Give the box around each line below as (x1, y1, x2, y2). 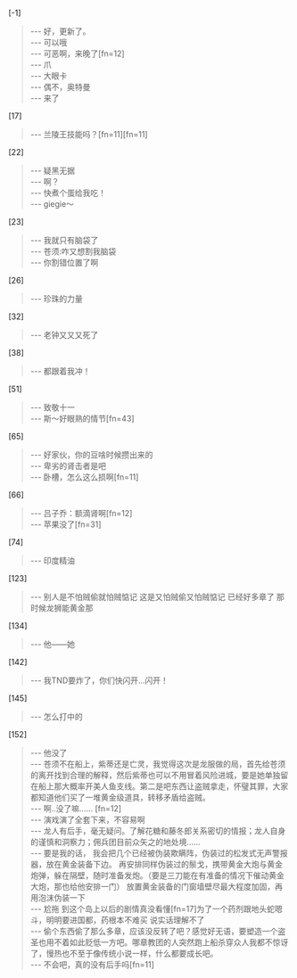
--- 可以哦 (29, 37, 68, 47)
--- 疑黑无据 (29, 165, 76, 176)
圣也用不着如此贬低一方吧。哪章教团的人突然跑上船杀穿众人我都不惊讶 (29, 937, 289, 948)
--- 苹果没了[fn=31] (29, 519, 102, 530)
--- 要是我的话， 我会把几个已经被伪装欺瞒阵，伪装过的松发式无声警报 (29, 848, 288, 859)
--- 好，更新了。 (29, 26, 91, 37)
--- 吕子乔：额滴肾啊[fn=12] (29, 508, 133, 518)
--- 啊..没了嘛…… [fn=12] (29, 803, 122, 814)
